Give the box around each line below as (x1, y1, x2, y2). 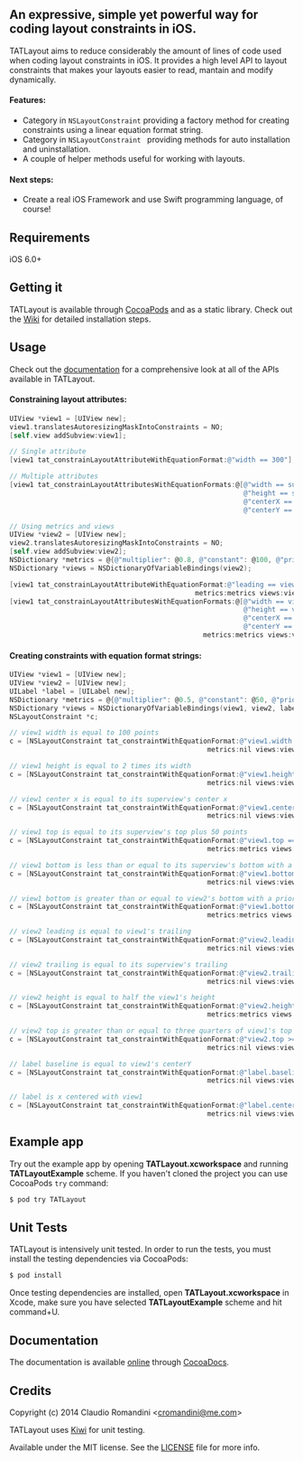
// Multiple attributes (9, 472, 99, 482)
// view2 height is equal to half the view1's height (9, 993, 216, 1002)
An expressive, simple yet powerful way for (9, 7, 259, 23)
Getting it (9, 280, 63, 295)
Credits (9, 1382, 52, 1399)
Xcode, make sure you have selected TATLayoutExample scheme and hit (9, 1297, 282, 1308)
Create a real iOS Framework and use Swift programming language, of (22, 194, 284, 205)
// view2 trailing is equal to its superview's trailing (9, 960, 228, 969)
